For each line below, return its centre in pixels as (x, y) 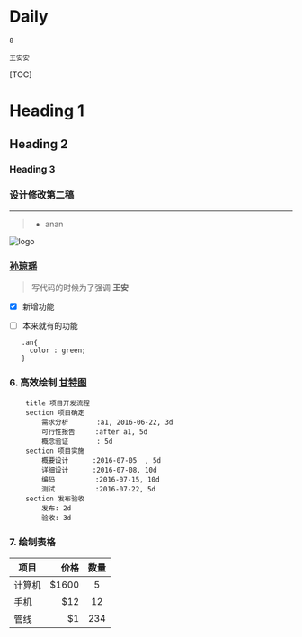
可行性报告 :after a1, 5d (95, 432)
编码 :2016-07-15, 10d (101, 480)
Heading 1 (47, 111)
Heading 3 (32, 170)
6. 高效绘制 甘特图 (48, 383)
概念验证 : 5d (77, 442)
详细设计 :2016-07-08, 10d (99, 470)
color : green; (58, 351)
